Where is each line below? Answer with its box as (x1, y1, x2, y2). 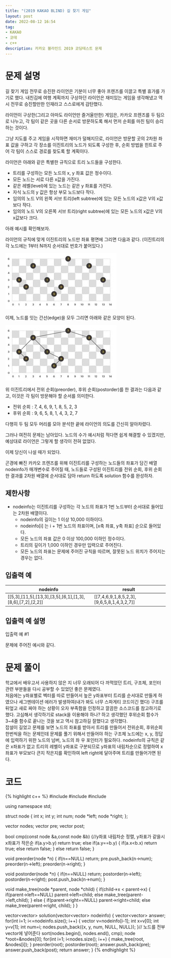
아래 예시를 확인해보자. (5, 225, 50, 231)
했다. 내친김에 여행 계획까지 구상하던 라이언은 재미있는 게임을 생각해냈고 (14, 95, 158, 101)
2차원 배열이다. (18, 510, 48, 516)
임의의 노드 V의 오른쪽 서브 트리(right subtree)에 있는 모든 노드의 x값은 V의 (12, 208, 163, 214)
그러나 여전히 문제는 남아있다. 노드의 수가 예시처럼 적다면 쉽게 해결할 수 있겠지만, (5, 432, 165, 438)
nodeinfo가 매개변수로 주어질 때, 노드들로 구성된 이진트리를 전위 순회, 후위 (5, 466, 153, 472)
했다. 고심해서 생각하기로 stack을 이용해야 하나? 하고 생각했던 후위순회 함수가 (5, 712, 159, 718)
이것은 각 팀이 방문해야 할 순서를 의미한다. (12, 392, 95, 399)
